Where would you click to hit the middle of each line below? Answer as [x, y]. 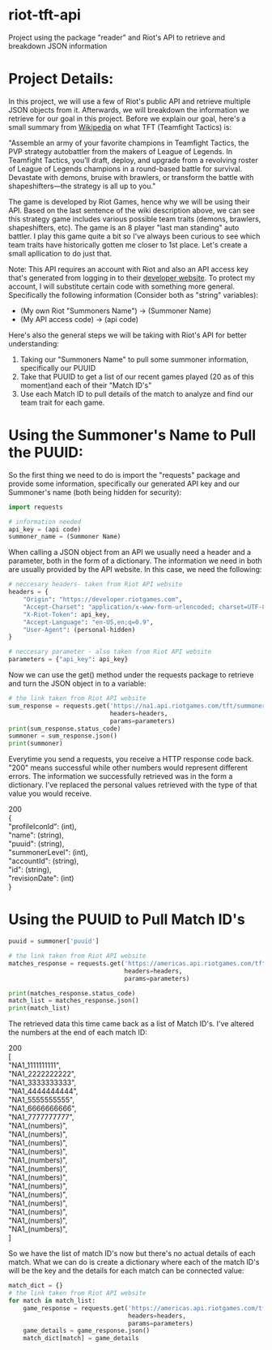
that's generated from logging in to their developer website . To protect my [132, 277]
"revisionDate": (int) [41, 879]
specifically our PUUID [58, 368]
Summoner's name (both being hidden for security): [95, 492]
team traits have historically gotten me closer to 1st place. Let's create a [128, 244]
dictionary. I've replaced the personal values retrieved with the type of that [133, 785]
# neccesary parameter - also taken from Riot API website [110, 652]
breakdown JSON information [58, 45]
